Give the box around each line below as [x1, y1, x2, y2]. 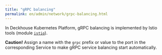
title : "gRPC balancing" [5, 7, 56, 12]
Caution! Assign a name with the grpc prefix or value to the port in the [5, 39, 146, 45]
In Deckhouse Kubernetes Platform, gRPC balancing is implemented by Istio [5, 25, 158, 30]
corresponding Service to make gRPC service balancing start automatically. [5, 44, 157, 50]
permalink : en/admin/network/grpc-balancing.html [5, 12, 108, 16]
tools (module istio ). [5, 30, 48, 36]
